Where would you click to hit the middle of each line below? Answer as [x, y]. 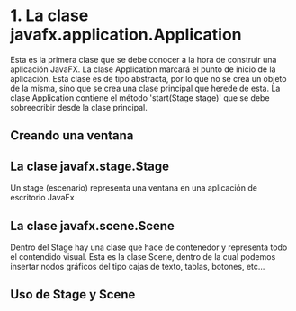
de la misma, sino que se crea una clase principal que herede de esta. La [145, 88]
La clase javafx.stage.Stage [90, 166]
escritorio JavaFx [42, 198]
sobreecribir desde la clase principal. [79, 107]
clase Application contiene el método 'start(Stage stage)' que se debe [140, 98]
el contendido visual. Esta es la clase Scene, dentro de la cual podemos [143, 256]
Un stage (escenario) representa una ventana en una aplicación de [134, 188]
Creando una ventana [72, 136]
